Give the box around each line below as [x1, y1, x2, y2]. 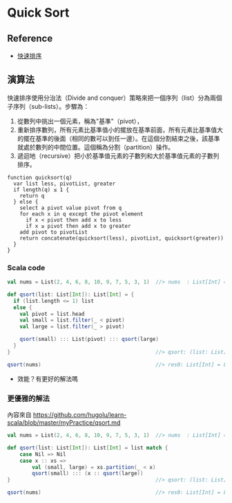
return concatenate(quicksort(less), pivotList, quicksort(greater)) [19, 234, 224, 242]
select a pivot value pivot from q [19, 204, 122, 211]
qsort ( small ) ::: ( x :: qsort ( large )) [32, 470, 144, 477]
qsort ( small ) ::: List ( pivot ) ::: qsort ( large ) [19, 336, 159, 343]
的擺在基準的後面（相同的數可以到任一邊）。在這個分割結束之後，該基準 [17, 134, 220, 143]
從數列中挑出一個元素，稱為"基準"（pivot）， [17, 116, 144, 125]
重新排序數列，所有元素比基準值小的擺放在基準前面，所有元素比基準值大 [17, 125, 223, 134]
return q [19, 192, 45, 199]
